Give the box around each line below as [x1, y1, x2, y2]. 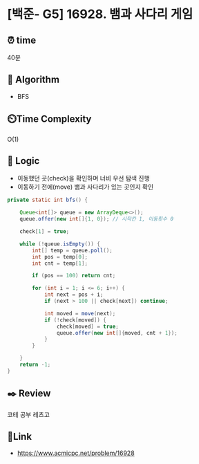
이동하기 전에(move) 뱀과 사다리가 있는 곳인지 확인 [17, 183, 154, 191]
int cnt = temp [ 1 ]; [32, 260, 88, 267]
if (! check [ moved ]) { [44, 316, 107, 324]
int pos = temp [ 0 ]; [32, 253, 88, 260]
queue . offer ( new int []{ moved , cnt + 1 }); [56, 329, 178, 336]
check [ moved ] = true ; [56, 323, 119, 330]
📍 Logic [7, 155, 40, 167]
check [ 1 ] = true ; [19, 228, 70, 235]
